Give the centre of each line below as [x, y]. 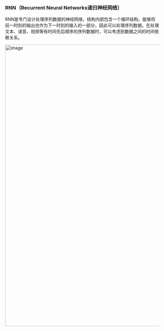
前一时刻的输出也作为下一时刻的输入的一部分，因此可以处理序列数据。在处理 [82, 25]
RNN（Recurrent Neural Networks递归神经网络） [64, 7]
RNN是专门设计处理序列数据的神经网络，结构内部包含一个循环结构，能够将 [80, 19]
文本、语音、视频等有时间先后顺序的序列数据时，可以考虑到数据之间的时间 [80, 32]
